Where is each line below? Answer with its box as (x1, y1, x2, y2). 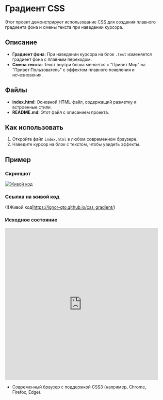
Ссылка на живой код (5, 193, 60, 200)
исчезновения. (12, 72, 43, 78)
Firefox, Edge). (12, 389, 42, 395)
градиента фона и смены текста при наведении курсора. (5, 24, 124, 30)
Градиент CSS (5, 3, 65, 14)
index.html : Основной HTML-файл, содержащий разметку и (12, 99, 137, 105)
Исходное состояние (5, 217, 58, 223)
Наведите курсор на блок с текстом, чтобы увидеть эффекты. (12, 142, 141, 147)
